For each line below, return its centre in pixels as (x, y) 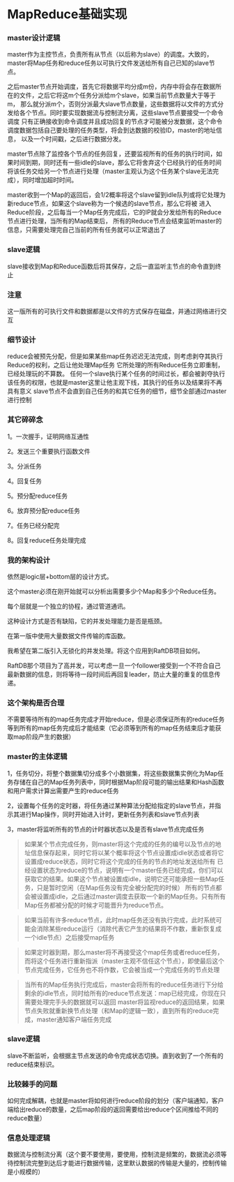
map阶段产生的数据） (44, 737)
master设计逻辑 (34, 38)
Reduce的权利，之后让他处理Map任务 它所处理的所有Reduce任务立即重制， (116, 365)
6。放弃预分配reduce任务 (44, 510)
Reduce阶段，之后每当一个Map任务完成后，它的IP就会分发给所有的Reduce (114, 212)
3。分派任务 (24, 466)
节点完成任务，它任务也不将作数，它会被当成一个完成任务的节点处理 (122, 969)
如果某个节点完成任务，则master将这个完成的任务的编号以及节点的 (120, 844)
